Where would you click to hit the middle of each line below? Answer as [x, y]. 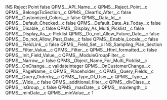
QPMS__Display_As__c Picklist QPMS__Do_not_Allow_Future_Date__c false [82, 34]
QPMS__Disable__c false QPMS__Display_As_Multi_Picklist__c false [75, 28]
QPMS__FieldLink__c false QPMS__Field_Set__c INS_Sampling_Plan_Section [84, 44]
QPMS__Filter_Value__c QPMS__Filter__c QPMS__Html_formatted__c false [81, 50]
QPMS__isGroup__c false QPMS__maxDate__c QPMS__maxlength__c [76, 87]
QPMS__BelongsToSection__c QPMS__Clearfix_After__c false [68, 12]
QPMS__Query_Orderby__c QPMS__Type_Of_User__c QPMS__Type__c [77, 77]
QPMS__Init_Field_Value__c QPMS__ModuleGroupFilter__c [65, 55]
